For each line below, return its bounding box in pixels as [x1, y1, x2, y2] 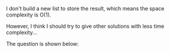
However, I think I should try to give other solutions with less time [6, 23, 165, 29]
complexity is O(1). [6, 11, 51, 18]
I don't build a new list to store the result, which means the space [6, 5, 165, 12]
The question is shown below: [6, 41, 79, 47]
